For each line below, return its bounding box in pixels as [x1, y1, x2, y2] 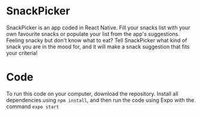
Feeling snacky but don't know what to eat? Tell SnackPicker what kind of [6, 36, 187, 44]
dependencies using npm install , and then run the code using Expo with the [6, 96, 195, 103]
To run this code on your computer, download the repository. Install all [6, 90, 179, 97]
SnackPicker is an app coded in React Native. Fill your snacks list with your [6, 24, 190, 31]
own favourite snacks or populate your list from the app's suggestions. [6, 30, 180, 37]
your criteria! [6, 49, 38, 56]
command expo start [6, 103, 60, 110]
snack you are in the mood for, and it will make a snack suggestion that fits [6, 43, 190, 50]
